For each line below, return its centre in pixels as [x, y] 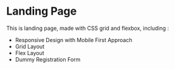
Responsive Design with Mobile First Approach [74, 40]
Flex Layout [29, 53]
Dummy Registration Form [48, 59]
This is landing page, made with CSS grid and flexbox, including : [87, 28]
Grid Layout [29, 46]
